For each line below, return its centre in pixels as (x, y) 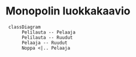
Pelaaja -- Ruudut (44, 43)
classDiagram (25, 27)
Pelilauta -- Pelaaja (49, 32)
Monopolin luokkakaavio (68, 11)
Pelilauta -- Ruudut (47, 37)
